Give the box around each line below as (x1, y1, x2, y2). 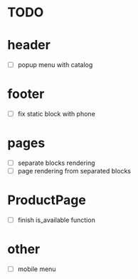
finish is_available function (17, 215, 96, 225)
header (7, 37, 51, 54)
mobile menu (17, 265, 56, 273)
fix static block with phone (17, 110, 96, 118)
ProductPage (7, 192, 87, 208)
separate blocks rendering (17, 158, 95, 168)
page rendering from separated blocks (17, 167, 132, 176)
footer (7, 86, 45, 102)
